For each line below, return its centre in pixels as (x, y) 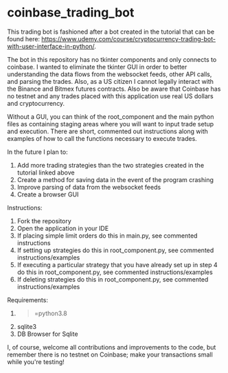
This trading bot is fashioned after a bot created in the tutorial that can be (111, 32)
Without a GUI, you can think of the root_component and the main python (111, 116)
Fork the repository (44, 221)
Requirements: (27, 299)
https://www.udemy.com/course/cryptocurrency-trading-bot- (128, 38)
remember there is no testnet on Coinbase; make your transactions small (110, 354)
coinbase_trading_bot (71, 13)
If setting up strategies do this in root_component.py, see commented (115, 250)
